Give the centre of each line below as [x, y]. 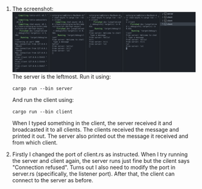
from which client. [35, 142]
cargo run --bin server [42, 88]
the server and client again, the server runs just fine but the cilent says [101, 160]
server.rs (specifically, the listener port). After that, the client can [93, 174]
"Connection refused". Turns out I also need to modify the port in [94, 167]
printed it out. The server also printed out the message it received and [100, 136]
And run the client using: [43, 99]
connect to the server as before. [52, 180]
